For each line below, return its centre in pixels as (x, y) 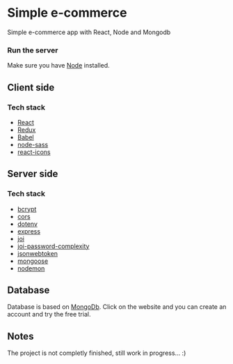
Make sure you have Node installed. (58, 66)
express (29, 231)
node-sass (33, 144)
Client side (31, 88)
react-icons (34, 152)
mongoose (33, 261)
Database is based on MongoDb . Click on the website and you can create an (117, 307)
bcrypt (27, 209)
